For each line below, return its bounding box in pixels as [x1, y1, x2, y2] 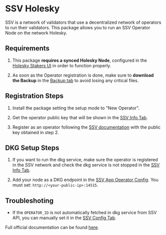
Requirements [5, 44, 50, 52]
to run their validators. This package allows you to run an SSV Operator [5, 24, 150, 30]
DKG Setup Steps [5, 143, 59, 152]
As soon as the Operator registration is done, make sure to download [12, 72, 154, 78]
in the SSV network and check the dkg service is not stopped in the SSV [12, 162, 160, 168]
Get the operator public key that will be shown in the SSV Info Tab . [12, 114, 148, 120]
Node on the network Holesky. [5, 30, 67, 36]
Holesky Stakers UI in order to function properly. [12, 62, 111, 68]
